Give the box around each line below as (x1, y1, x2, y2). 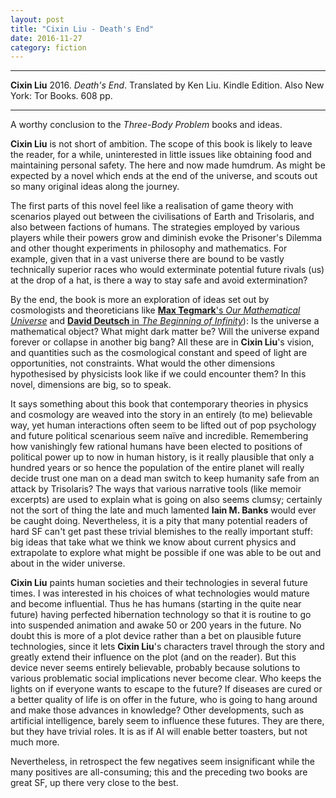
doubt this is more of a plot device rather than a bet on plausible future (10, 630, 302, 642)
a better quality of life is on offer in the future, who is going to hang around (10, 694, 318, 706)
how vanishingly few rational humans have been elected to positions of (10, 441, 303, 453)
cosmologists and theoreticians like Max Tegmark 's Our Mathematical (10, 304, 301, 316)
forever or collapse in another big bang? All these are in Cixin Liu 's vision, (10, 336, 315, 348)
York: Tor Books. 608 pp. (10, 90, 113, 102)
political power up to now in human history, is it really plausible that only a (10, 451, 315, 463)
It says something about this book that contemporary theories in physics (10, 398, 309, 410)
